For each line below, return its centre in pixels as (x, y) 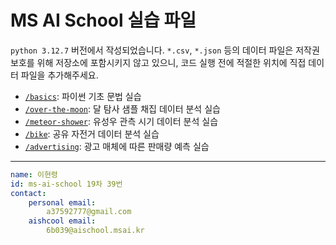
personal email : (62, 202)
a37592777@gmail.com (89, 212)
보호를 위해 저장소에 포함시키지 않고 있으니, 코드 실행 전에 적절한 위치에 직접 (158, 62)
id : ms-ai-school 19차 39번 (66, 184)
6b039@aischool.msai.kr (95, 231)
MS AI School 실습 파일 (103, 20)
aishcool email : (62, 221)
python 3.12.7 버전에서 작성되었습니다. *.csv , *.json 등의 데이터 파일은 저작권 (165, 50)
